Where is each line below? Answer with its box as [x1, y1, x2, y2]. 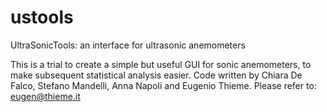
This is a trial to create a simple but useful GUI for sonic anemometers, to [10, 58, 312, 70]
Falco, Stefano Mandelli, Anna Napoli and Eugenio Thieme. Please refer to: [10, 79, 317, 91]
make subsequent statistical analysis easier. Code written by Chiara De [10, 69, 303, 81]
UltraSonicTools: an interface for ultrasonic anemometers [10, 39, 246, 51]
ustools [10, 6, 74, 29]
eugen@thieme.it [10, 90, 81, 102]
